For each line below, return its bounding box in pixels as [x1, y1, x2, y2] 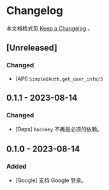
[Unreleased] [6, 43, 58, 53]
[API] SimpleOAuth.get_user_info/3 [15, 75, 104, 82]
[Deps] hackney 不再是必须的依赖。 [15, 126, 103, 133]
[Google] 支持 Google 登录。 [15, 177, 87, 184]
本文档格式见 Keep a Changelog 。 [6, 24, 93, 32]
